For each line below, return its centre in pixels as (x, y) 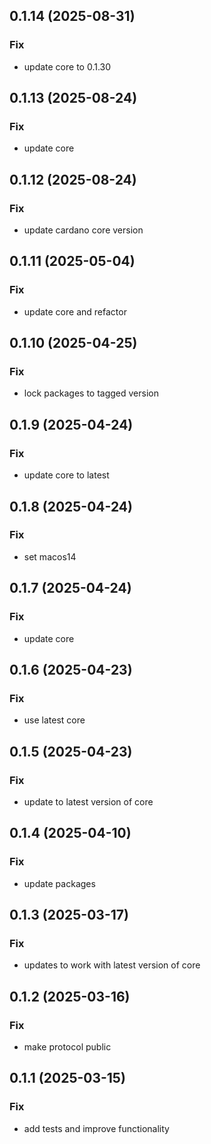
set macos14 (50, 556)
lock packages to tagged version (91, 393)
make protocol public (67, 1046)
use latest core (54, 720)
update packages (59, 883)
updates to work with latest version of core (112, 965)
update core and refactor (75, 311)
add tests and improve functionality (96, 1128)
